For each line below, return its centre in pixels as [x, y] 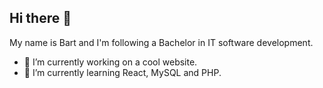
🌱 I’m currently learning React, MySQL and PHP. [122, 72]
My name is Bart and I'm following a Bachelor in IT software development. [161, 42]
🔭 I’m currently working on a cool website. [110, 62]
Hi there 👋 [40, 18]
